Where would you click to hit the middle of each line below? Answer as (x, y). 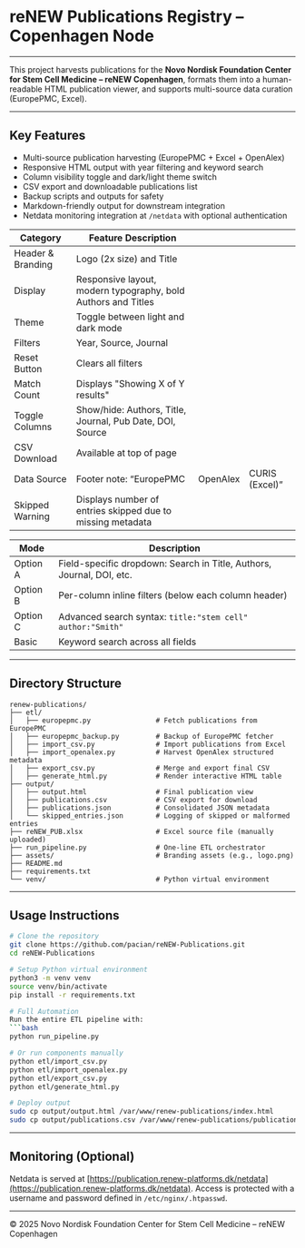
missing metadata (114, 522)
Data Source (40, 478)
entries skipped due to (124, 510)
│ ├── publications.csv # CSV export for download (133, 800)
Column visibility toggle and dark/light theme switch (120, 177)
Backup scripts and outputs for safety (93, 196)
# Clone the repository (54, 937)
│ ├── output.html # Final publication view (132, 791)
